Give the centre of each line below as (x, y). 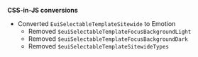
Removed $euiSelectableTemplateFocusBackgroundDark (108, 39)
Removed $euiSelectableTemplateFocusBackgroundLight (110, 31)
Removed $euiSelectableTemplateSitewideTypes (98, 46)
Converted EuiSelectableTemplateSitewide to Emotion (97, 24)
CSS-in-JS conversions (43, 10)
